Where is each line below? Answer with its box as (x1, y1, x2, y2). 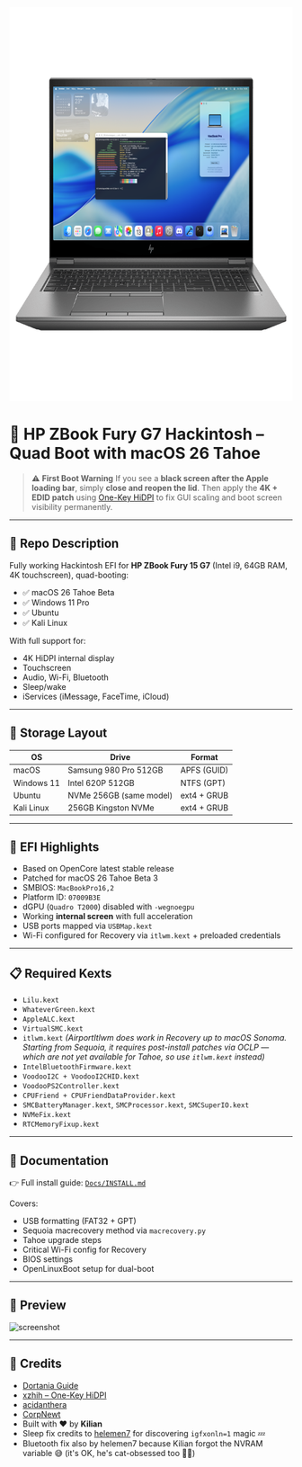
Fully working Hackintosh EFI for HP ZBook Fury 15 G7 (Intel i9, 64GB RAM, (9, 559, 288, 570)
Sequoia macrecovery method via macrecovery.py (22, 1225, 207, 1236)
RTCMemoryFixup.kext (22, 1120, 100, 1130)
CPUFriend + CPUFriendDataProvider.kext (22, 1091, 176, 1101)
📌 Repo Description (9, 536, 120, 551)
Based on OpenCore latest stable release (22, 863, 174, 874)
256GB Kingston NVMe (67, 802, 155, 813)
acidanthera (22, 1399, 67, 1409)
